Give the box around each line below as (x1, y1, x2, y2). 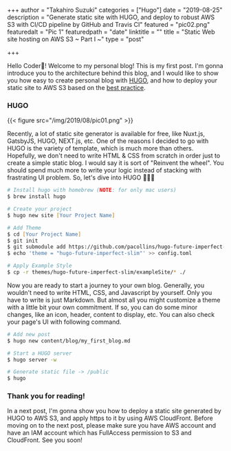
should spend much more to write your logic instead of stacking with (7, 166, 201, 175)
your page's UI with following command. (7, 318, 122, 326)
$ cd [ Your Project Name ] (7, 230, 81, 238)
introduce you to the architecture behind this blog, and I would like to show (7, 69, 219, 77)
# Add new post (7, 331, 51, 338)
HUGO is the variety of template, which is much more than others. (7, 144, 194, 153)
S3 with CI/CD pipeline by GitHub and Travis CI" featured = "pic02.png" (7, 21, 210, 28)
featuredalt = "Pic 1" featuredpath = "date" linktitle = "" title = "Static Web (7, 27, 215, 36)
